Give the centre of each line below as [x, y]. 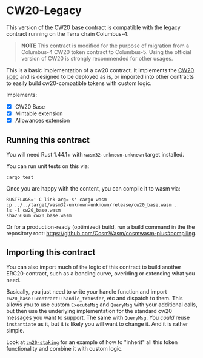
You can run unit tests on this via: [48, 166]
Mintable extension [39, 113]
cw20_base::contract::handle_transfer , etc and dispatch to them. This [95, 298]
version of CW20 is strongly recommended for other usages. [97, 58]
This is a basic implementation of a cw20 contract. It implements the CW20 [100, 70]
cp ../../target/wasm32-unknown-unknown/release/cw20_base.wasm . [92, 205]
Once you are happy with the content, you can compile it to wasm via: [93, 188]
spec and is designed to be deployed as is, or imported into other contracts [100, 76]
